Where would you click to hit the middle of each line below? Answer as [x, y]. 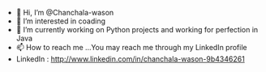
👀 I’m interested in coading [61, 21]
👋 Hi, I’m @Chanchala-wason [65, 13]
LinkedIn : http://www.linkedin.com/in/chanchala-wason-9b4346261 [130, 59]
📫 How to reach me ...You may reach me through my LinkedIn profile [131, 47]
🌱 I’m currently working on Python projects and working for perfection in [137, 30]
